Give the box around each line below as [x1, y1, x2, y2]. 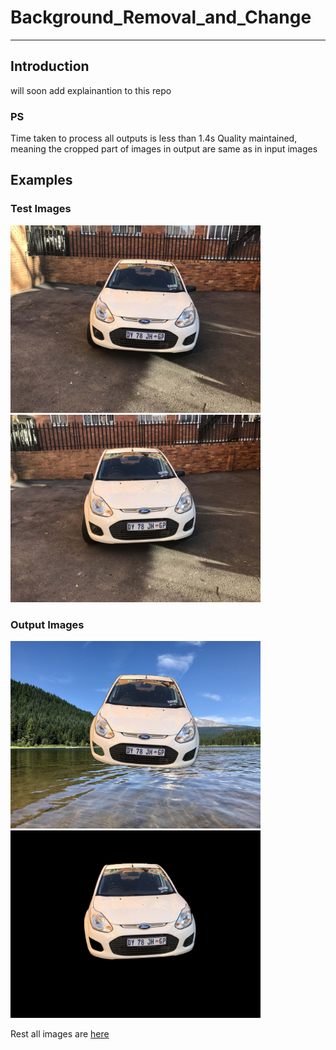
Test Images [10, 202, 72, 216]
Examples [10, 172, 73, 189]
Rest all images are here [10, 1028, 110, 1040]
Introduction [10, 58, 90, 75]
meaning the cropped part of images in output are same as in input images [10, 143, 318, 155]
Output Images [10, 617, 85, 631]
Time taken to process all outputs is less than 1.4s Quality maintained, [10, 132, 298, 145]
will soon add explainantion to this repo [10, 84, 172, 96]
